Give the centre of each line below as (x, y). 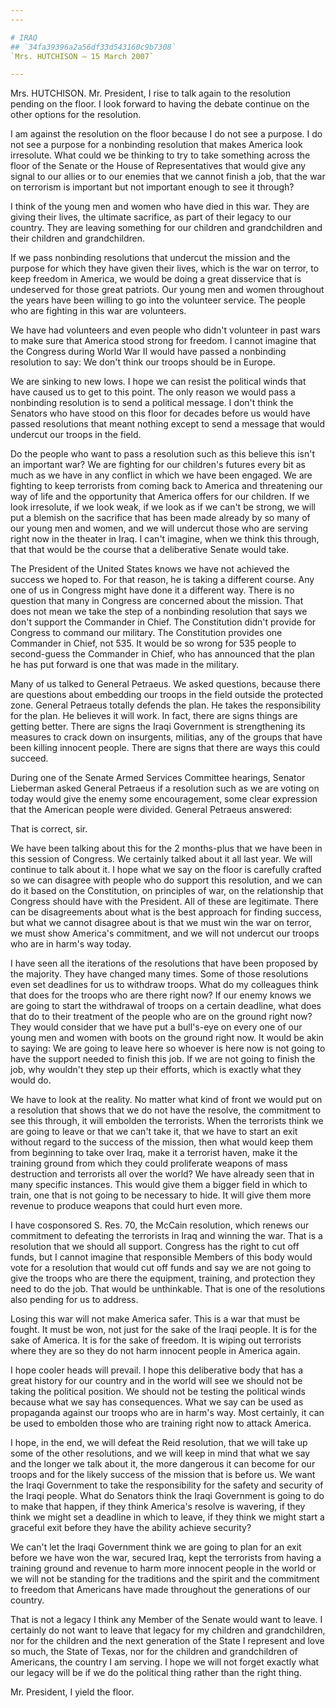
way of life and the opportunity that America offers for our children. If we (160, 497)
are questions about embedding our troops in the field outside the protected (167, 695)
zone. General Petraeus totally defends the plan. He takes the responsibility (166, 705)
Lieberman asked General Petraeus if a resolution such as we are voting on (165, 788)
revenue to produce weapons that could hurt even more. (126, 1206)
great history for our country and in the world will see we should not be (156, 1381)
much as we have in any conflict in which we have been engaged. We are (161, 475)
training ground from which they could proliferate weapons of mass (149, 1163)
